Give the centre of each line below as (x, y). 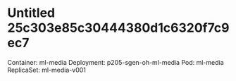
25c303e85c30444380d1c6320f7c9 (118, 28)
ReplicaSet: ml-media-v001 (47, 70)
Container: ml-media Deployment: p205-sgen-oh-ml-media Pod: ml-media (116, 62)
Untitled (31, 13)
